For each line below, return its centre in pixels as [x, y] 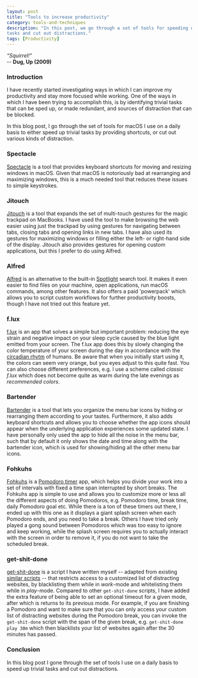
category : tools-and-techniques [46, 22]
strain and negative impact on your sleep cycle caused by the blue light [93, 338]
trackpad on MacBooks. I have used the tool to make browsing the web [93, 219]
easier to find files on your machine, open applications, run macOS [87, 285]
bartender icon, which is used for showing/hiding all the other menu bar [93, 447]
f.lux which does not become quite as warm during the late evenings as [93, 375]
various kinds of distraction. [40, 139]
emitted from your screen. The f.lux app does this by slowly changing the [95, 344]
